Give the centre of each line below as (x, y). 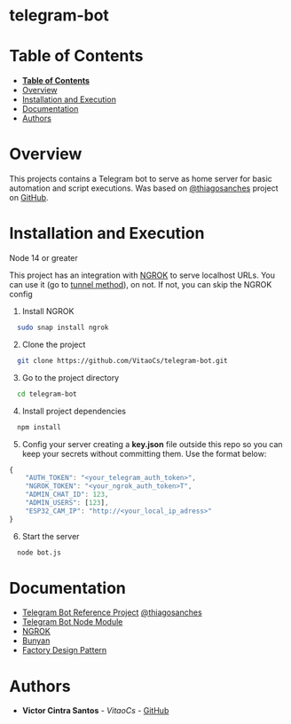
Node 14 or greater (43, 258)
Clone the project (54, 344)
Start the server (51, 536)
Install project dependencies (74, 411)
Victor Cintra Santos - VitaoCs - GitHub (95, 711)
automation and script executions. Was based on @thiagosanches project (144, 188)
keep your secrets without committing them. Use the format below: (144, 453)
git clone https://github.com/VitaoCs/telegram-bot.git (122, 360)
